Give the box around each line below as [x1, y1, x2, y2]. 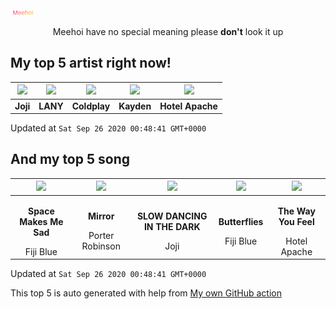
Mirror [88, 210, 115, 222]
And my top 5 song [10, 151, 130, 168]
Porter [88, 230, 115, 242]
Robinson [81, 240, 121, 252]
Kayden [118, 100, 152, 112]
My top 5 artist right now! [10, 55, 172, 72]
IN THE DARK [143, 221, 201, 233]
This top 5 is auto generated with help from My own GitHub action [10, 287, 282, 299]
